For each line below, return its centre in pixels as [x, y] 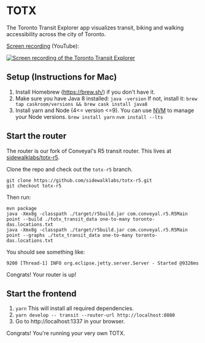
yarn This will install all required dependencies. [74, 308]
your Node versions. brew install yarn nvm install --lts [89, 116]
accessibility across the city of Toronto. [56, 34]
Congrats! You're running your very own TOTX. [66, 333]
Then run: [19, 197]
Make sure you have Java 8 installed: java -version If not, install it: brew [106, 98]
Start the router [37, 136]
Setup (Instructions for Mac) [62, 77]
